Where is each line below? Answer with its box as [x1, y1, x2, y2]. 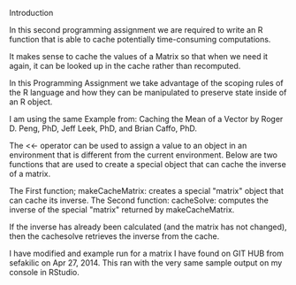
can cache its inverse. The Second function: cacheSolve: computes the [9, 195, 269, 205]
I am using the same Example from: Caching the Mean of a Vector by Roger [9, 114, 284, 124]
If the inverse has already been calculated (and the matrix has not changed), [9, 221, 287, 232]
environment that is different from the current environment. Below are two [9, 150, 278, 160]
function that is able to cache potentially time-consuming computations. [9, 35, 271, 44]
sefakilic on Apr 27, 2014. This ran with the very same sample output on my [9, 258, 283, 268]
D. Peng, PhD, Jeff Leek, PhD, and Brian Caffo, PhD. [9, 123, 197, 134]
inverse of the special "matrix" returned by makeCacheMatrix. [9, 204, 235, 215]
